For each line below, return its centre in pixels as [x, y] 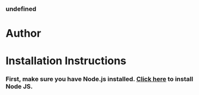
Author [23, 34]
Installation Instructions [66, 61]
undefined [21, 9]
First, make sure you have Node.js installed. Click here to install [99, 79]
